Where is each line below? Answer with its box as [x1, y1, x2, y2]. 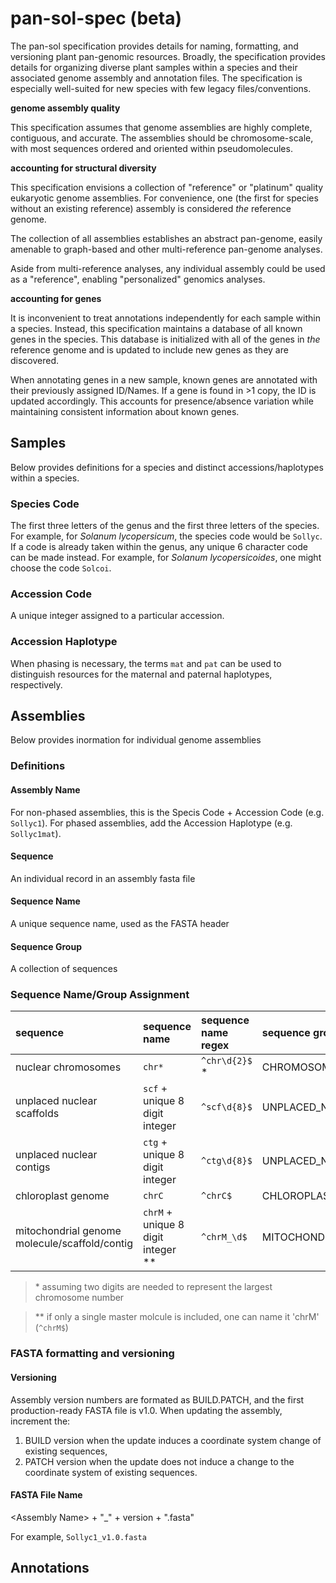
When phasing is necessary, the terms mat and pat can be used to [10, 657, 282, 669]
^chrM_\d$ [200, 1232, 248, 1243]
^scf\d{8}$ [200, 1102, 253, 1113]
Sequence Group [10, 940, 82, 952]
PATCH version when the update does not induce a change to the [24, 1455, 295, 1467]
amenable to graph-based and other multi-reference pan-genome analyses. [10, 243, 323, 255]
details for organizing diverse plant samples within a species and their [10, 61, 298, 73]
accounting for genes [10, 292, 102, 304]
